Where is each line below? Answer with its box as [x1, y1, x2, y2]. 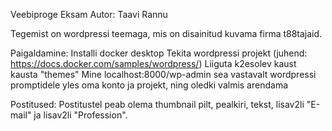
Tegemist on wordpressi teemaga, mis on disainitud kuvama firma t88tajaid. [10, 28, 323, 39]
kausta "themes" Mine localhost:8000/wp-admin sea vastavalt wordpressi [10, 69, 317, 80]
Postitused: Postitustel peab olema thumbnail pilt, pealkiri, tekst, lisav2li [10, 99, 305, 110]
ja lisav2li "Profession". [33, 109, 128, 121]
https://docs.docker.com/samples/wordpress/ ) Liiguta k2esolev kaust [10, 58, 297, 69]
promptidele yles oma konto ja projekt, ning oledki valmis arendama [10, 79, 289, 91]
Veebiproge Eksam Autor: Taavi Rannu [10, 9, 168, 20]
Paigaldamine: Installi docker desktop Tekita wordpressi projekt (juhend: [10, 47, 308, 59]
